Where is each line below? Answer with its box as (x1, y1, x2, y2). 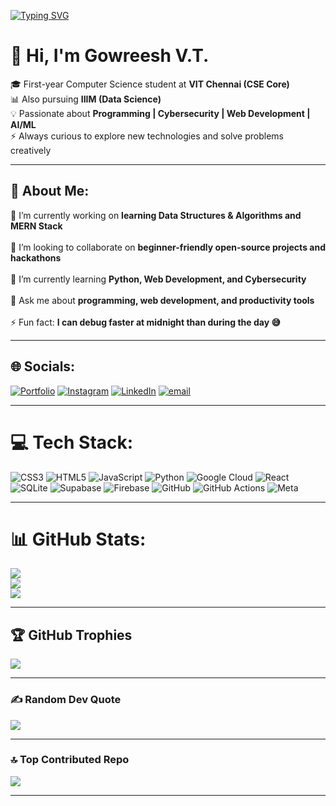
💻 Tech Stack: (10, 431, 134, 454)
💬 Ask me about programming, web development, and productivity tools (10, 294, 315, 306)
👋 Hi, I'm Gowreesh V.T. (10, 45, 210, 67)
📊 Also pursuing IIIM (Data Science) (10, 93, 162, 105)
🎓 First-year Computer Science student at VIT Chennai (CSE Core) (10, 78, 290, 90)
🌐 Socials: (10, 358, 76, 375)
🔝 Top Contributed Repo (10, 753, 130, 767)
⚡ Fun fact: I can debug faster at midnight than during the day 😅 (10, 316, 282, 328)
